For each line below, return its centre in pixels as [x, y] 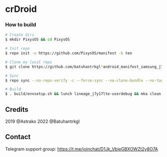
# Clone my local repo [29, 62]
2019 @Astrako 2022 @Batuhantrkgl [42, 121]
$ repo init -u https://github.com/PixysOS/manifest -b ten [69, 53]
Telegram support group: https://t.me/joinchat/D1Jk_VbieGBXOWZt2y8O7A [82, 149]
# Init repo [17, 49]
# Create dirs [20, 35]
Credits [17, 110]
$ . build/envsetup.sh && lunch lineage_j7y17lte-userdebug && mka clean [83, 94]
